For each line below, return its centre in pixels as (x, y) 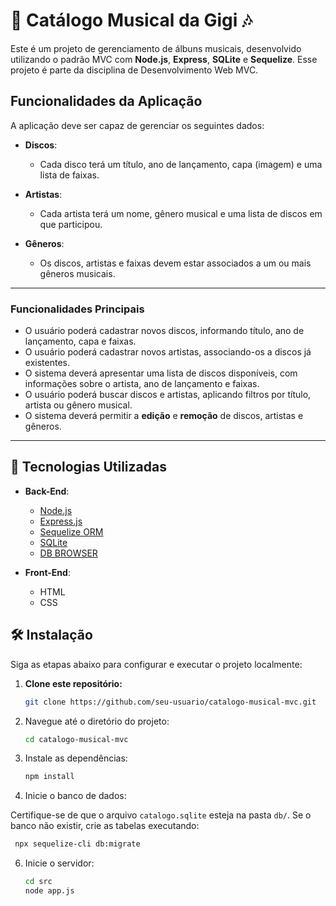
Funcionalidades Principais (77, 309)
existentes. (47, 363)
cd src (38, 882)
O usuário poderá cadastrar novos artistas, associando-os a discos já (168, 352)
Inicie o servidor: (59, 863)
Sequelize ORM (71, 531)
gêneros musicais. (77, 273)
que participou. (71, 224)
